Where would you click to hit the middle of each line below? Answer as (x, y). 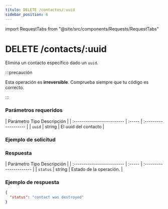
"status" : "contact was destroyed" (47, 197)
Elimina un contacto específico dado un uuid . (52, 63)
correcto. (15, 88)
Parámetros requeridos (34, 110)
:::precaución (19, 73)
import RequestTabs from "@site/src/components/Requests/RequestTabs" (82, 29)
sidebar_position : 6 (27, 15)
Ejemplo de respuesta (32, 182)
